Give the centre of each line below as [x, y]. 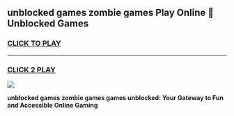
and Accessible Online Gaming [53, 105]
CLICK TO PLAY [34, 44]
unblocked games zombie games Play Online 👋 [111, 13]
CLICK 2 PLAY [31, 69]
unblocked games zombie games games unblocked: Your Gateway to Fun [116, 97]
